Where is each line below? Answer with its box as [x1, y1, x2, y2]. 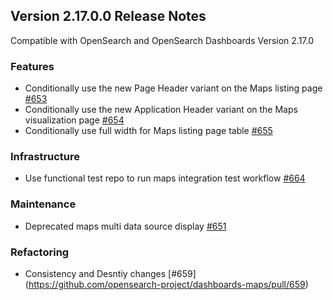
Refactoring [10, 245, 70, 259]
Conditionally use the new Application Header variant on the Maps [24, 104, 298, 116]
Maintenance [10, 197, 77, 211]
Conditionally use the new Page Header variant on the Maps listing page [24, 82, 323, 94]
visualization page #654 [24, 114, 125, 126]
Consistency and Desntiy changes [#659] [24, 268, 197, 279]
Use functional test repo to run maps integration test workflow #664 [24, 172, 306, 184]
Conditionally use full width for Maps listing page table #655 [24, 125, 273, 137]
